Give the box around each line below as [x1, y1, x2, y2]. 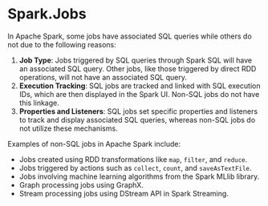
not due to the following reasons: [7, 39, 117, 49]
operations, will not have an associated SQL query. [18, 72, 188, 82]
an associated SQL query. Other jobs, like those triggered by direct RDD [18, 63, 257, 73]
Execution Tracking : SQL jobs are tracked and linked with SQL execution [18, 81, 262, 91]
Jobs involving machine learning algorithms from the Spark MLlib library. [18, 172, 260, 181]
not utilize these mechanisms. [18, 123, 118, 133]
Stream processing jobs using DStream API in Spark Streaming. [18, 188, 229, 198]
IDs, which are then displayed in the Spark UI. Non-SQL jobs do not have [18, 89, 260, 99]
